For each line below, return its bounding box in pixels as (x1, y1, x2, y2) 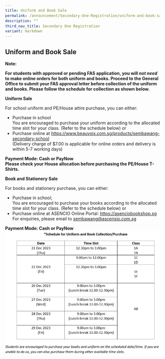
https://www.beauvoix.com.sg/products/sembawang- (51, 130, 160, 136)
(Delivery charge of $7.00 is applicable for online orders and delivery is (12, 141, 156, 146)
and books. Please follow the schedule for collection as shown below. (5, 86, 150, 92)
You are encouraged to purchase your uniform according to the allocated (12, 120, 160, 126)
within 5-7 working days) (12, 146, 63, 152)
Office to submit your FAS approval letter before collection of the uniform (5, 80, 157, 86)
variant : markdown (5, 29, 43, 34)
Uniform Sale (5, 95, 32, 101)
